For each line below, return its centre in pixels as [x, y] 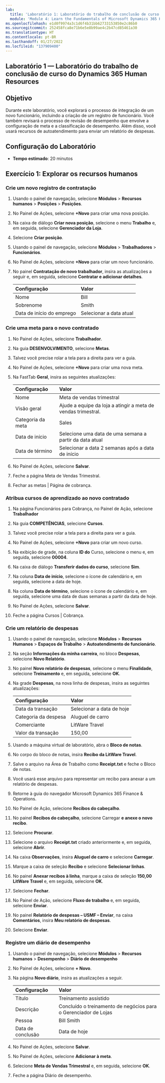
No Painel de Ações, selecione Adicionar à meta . [62, 1056]
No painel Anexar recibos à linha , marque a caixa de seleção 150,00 [82, 876]
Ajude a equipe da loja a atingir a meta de [107, 405]
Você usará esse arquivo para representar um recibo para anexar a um [84, 779]
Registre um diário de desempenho [48, 943]
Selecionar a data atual [107, 313]
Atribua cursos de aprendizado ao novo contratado [67, 498]
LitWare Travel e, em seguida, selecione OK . [58, 881]
